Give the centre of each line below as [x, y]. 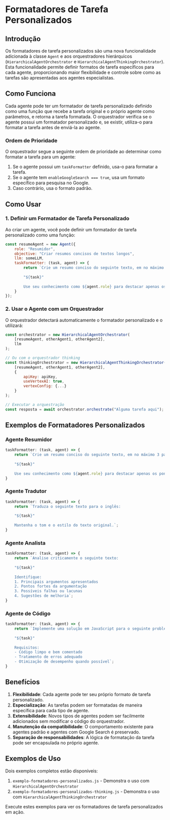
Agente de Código [28, 613]
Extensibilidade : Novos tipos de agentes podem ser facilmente [78, 716]
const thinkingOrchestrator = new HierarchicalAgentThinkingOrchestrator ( [86, 362]
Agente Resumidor [29, 440]
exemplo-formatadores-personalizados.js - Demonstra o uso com [81, 781]
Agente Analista [26, 543]
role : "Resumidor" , [35, 249]
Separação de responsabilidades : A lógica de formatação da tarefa [83, 737]
